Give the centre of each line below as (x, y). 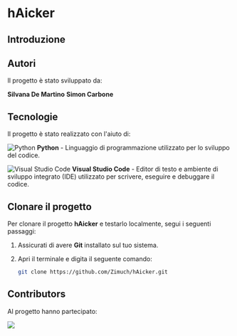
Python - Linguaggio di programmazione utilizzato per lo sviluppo (133, 148)
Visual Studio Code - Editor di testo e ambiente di (145, 169)
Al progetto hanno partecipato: (52, 311)
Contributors (37, 294)
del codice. (24, 155)
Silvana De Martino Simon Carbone (60, 95)
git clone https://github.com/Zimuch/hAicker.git (93, 272)
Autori (22, 63)
